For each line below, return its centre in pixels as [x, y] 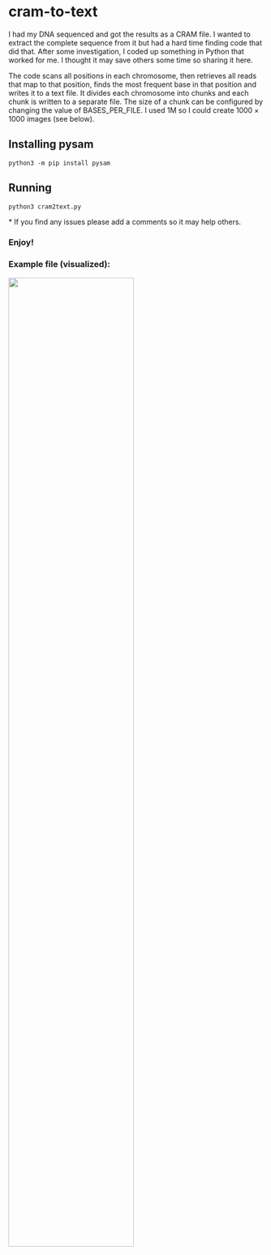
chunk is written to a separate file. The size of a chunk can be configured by [136, 101]
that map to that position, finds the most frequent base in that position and [133, 84]
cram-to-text [53, 12]
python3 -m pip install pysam [60, 163]
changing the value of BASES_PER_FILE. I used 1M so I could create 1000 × [134, 110]
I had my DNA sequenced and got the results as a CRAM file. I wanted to [130, 34]
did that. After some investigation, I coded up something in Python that [127, 51]
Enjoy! [21, 243]
